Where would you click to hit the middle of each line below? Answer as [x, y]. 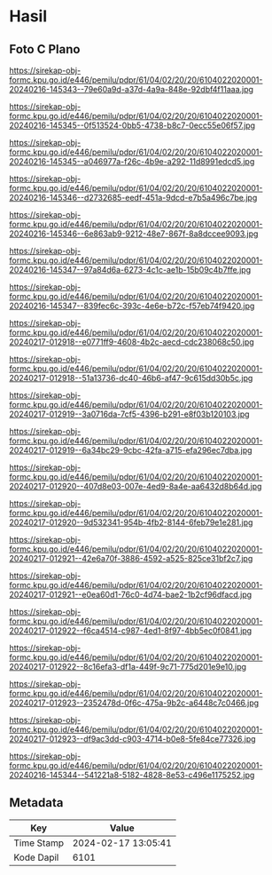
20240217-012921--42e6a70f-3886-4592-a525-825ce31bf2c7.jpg [131, 558]
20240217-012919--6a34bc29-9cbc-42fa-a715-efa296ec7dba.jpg [131, 450]
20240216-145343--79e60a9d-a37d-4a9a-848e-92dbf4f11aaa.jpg [132, 89]
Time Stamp [39, 843]
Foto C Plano [45, 49]
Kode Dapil [36, 857]
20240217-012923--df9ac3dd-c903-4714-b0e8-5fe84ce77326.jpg [132, 739]
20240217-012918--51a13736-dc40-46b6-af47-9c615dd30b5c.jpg [131, 378]
